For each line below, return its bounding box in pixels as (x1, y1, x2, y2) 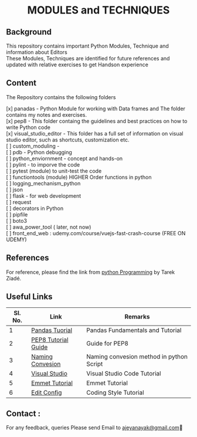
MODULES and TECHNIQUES (27, 4, 170, 17)
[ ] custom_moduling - (6, 142, 60, 150)
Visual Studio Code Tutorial (86, 370, 161, 378)
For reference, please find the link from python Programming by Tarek (6, 268, 175, 276)
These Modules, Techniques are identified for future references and (6, 55, 170, 62)
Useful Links (6, 292, 53, 302)
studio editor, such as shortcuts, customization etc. (6, 136, 130, 143)
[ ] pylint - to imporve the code (6, 161, 80, 168)
